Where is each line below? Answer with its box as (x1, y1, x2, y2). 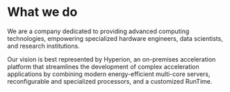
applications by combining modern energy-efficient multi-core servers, (7, 70, 211, 78)
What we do (7, 4, 78, 20)
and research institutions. (7, 42, 80, 50)
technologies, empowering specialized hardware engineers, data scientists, (7, 34, 224, 42)
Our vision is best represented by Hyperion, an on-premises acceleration (7, 55, 216, 63)
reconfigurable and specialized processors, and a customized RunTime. (7, 77, 213, 85)
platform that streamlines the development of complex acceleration (7, 62, 199, 71)
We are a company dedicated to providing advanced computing (7, 27, 190, 35)
